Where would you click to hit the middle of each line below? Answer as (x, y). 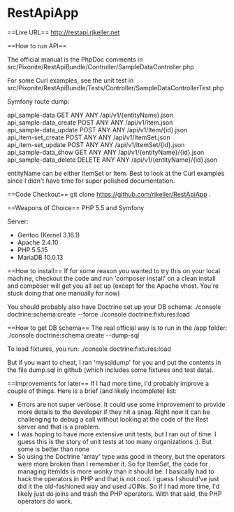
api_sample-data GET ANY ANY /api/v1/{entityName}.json (90, 115)
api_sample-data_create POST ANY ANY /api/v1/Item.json (90, 122)
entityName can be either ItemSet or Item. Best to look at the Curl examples (116, 173)
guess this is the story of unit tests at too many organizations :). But (114, 441)
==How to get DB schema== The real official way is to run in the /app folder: (117, 328)
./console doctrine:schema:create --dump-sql (73, 335)
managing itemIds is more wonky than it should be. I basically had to (116, 471)
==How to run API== (37, 46)
